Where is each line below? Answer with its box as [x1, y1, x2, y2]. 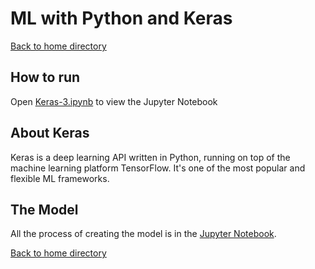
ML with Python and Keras [10, 7, 233, 30]
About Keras [10, 125, 90, 142]
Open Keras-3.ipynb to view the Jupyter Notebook [10, 95, 218, 107]
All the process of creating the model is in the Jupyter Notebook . [10, 228, 277, 240]
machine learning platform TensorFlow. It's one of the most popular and [10, 162, 306, 174]
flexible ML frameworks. [10, 172, 110, 184]
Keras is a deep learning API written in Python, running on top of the [10, 151, 291, 163]
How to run [10, 69, 81, 86]
